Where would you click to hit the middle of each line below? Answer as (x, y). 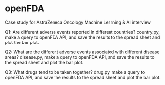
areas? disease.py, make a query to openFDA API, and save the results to (80, 57)
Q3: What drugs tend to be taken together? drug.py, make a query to (75, 72)
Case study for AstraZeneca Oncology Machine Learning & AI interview (78, 22)
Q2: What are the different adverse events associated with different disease (82, 52)
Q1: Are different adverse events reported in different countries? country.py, (82, 32)
